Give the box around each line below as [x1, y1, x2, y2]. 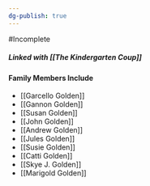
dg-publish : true [8, 11, 67, 20]
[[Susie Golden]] [19, 142, 75, 152]
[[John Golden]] [19, 116, 75, 126]
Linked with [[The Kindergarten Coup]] [8, 53, 142, 62]
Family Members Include [8, 73, 94, 82]
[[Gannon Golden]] [19, 99, 84, 109]
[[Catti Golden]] [19, 151, 73, 161]
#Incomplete [8, 34, 51, 44]
